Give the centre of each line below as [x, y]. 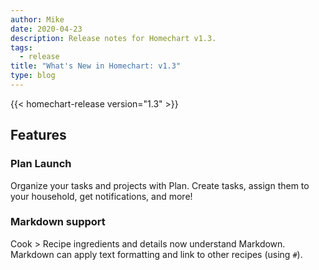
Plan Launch [41, 164]
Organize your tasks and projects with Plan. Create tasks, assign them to [160, 185]
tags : [21, 47]
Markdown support [58, 222]
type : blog [33, 76]
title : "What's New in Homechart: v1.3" [96, 66]
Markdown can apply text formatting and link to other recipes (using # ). [156, 254]
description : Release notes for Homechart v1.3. [113, 38]
